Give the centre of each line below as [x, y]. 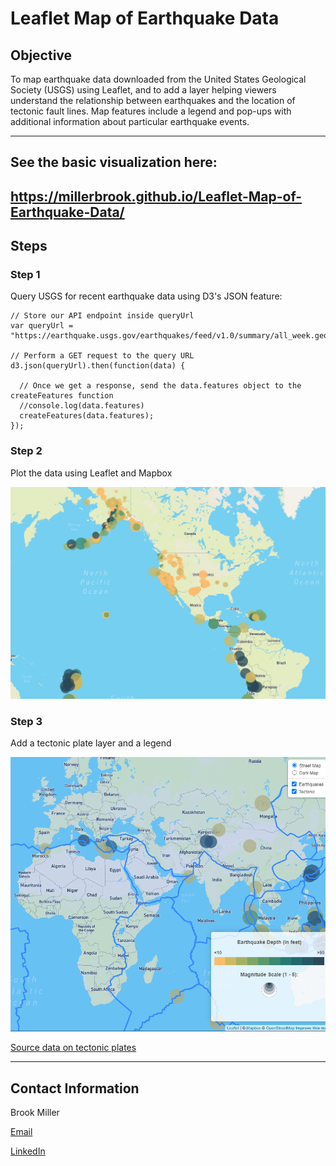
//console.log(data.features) [82, 406]
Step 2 [26, 451]
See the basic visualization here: [114, 162]
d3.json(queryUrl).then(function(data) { [98, 366]
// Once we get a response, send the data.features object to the [160, 386]
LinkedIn [28, 1151]
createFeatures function [62, 396]
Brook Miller [35, 1113]
